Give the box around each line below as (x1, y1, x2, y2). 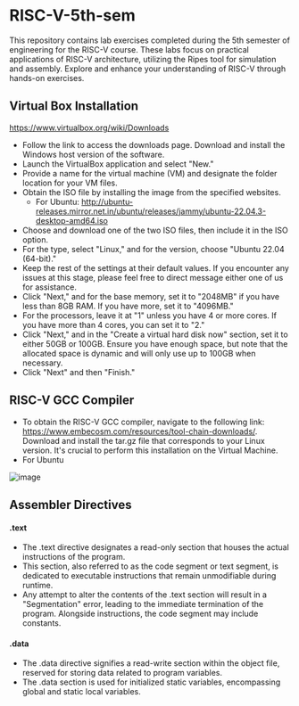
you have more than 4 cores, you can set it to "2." (21, 319, 205, 330)
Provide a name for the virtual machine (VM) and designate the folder (21, 168, 278, 178)
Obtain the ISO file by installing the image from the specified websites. (21, 186, 281, 197)
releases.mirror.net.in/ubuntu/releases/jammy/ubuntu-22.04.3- (35, 206, 266, 217)
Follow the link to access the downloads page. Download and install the (21, 139, 286, 150)
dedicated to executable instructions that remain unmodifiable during (21, 571, 277, 581)
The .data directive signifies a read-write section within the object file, (21, 658, 280, 669)
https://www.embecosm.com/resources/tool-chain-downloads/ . (21, 425, 258, 437)
